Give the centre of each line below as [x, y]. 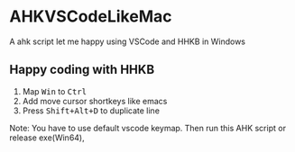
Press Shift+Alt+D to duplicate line [91, 111]
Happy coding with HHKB [82, 70]
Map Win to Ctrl [55, 91]
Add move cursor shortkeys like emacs [95, 101]
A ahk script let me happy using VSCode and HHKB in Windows [128, 41]
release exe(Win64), [47, 138]
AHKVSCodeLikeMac [91, 17]
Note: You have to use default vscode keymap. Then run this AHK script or [148, 128]
